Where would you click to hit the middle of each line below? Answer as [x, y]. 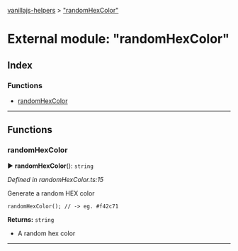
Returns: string [31, 219]
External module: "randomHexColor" [119, 39]
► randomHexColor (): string [51, 166]
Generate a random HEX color [51, 193]
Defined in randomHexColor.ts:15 [56, 179]
